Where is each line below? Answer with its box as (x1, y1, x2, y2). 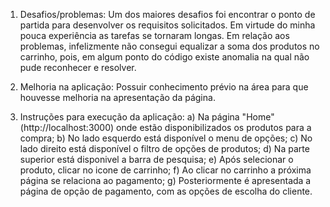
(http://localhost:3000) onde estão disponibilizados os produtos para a (19, 122, 312, 133)
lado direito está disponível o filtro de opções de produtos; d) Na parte (19, 143, 310, 154)
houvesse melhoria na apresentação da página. (19, 92, 216, 103)
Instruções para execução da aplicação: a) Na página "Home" (19, 111, 275, 123)
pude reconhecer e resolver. (19, 62, 137, 73)
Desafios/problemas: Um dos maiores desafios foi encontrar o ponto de (19, 9, 316, 20)
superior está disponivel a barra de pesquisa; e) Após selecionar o (19, 154, 294, 165)
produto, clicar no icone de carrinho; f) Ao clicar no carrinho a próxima (19, 164, 312, 176)
